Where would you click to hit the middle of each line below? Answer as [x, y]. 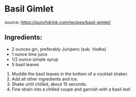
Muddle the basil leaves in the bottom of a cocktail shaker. [70, 74]
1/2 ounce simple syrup [35, 59]
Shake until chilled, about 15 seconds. [49, 84]
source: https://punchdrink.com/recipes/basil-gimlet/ [58, 22]
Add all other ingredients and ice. [45, 79]
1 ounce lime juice [29, 54]
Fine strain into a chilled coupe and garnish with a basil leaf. [71, 89]
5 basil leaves [25, 64]
